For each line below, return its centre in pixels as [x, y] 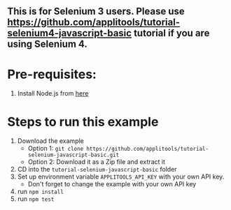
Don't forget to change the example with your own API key [112, 184]
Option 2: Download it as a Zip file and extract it [97, 162]
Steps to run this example [83, 122]
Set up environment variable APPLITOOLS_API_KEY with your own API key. [121, 177]
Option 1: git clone [56, 149]
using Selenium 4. [47, 44]
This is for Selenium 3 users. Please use [96, 12]
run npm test [36, 199]
